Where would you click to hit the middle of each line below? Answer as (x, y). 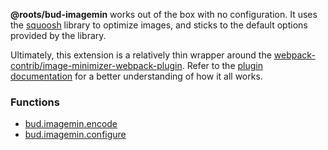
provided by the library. (58, 35)
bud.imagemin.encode (71, 124)
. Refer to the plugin (222, 65)
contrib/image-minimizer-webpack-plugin (96, 65)
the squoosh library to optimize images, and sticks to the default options (159, 25)
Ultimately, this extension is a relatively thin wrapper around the (141, 55)
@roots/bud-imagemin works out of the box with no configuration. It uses (164, 14)
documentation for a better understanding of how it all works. (136, 76)
